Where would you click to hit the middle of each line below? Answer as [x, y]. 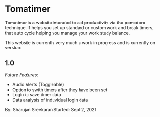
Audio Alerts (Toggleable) [38, 84]
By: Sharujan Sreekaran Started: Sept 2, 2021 [51, 109]
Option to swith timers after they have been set [60, 90]
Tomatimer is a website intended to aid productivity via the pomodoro [75, 23]
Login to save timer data [37, 94]
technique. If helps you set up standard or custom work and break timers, [79, 27]
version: [13, 47]
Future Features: [22, 75]
